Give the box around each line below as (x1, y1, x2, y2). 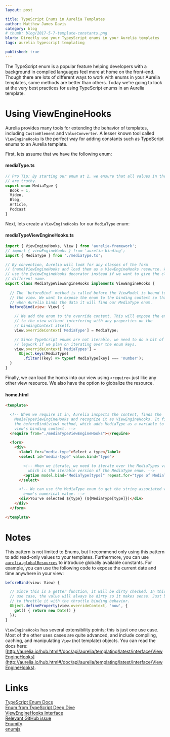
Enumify (5, 720, 23, 726)
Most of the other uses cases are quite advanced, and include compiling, (5, 632, 157, 638)
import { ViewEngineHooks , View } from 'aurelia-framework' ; (5, 243, 137, 249)
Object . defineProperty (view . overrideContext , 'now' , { (10, 604, 128, 609)
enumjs (5, 726, 21, 732)
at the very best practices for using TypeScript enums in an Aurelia (5, 85, 145, 91)
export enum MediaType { (5, 183, 58, 188)
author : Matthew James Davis (5, 21, 67, 26)
